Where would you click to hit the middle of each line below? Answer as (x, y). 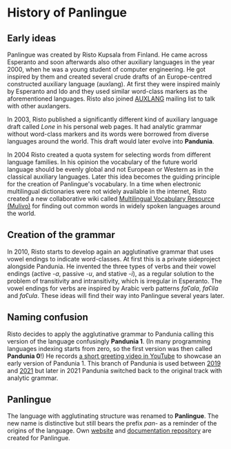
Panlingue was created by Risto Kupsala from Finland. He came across (108, 54)
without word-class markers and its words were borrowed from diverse (108, 134)
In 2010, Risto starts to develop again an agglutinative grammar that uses (110, 251)
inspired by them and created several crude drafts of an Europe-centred (110, 77)
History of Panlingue (67, 13)
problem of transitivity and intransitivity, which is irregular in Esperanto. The (115, 281)
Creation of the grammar (61, 235)
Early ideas (32, 38)
